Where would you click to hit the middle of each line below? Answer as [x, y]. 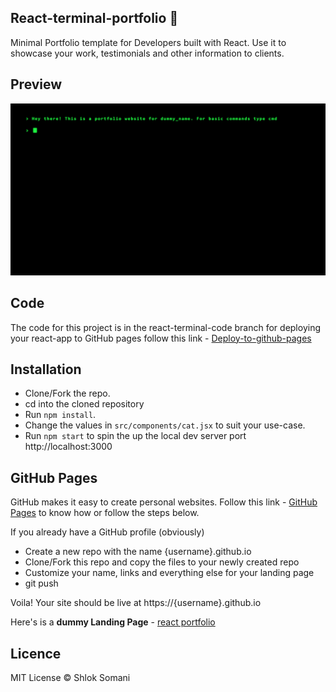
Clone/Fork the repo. [67, 393]
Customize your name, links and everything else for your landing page [169, 573]
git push [41, 583]
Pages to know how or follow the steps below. [105, 513]
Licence [36, 653]
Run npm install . [60, 415]
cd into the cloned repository [84, 404]
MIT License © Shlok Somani [70, 677]
